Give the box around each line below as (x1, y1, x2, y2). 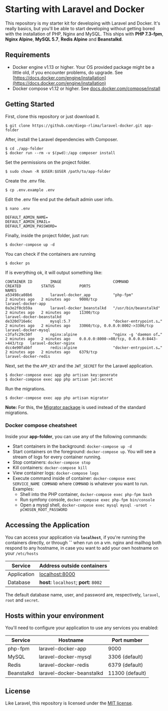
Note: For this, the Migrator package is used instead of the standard (5, 404, 146, 410)
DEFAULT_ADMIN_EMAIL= (5, 219, 51, 224)
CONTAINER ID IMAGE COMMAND (5, 279, 129, 284)
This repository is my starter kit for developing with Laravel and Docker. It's (5, 20, 160, 26)
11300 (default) (108, 670, 146, 677)
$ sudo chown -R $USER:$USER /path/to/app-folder (5, 169, 111, 174)
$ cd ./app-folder (5, 146, 44, 151)
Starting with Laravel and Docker (5, 4, 144, 15)
